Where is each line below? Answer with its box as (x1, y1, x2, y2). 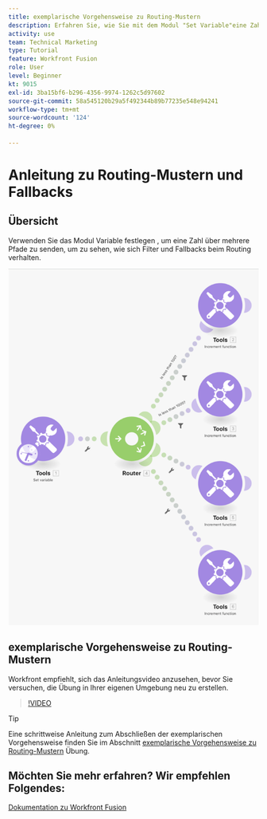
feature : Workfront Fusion (8, 55, 98, 63)
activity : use (8, 30, 56, 37)
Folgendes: (8, 782, 65, 795)
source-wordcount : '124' (8, 114, 91, 122)
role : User (8, 64, 44, 72)
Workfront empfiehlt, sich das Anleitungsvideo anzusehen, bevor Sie (8, 674, 233, 683)
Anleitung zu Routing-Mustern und (8, 166, 244, 184)
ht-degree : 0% (8, 122, 56, 131)
